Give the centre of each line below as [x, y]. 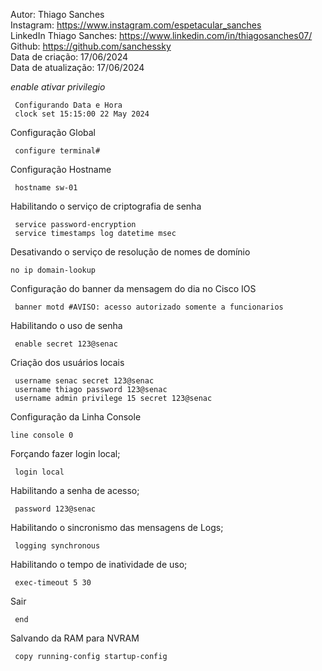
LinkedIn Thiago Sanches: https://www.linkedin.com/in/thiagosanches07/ [161, 35]
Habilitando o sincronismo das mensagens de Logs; [117, 527]
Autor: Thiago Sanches [57, 14]
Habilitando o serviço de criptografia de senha [106, 206]
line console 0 [42, 435]
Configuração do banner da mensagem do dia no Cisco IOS [133, 288]
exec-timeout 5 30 [53, 583]
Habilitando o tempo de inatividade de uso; [99, 564]
